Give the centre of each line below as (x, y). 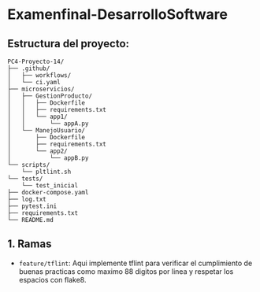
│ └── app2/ (37, 151)
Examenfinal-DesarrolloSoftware (117, 15)
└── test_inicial (50, 186)
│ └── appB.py (48, 158)
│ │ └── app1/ (37, 116)
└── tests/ (25, 179)
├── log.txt (27, 199)
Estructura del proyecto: (69, 44)
